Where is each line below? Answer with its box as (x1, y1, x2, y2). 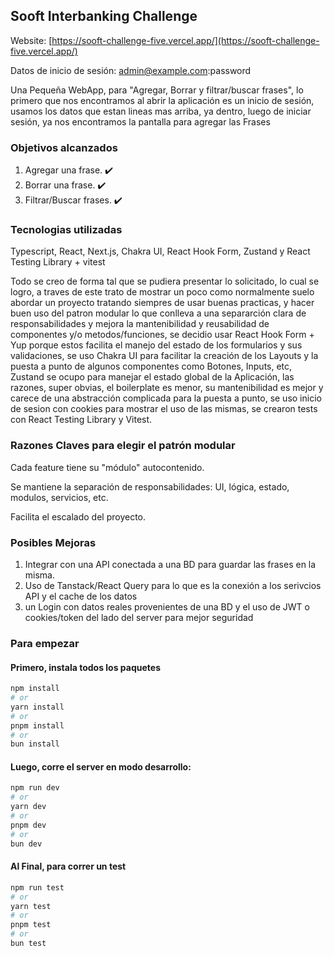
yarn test (10, 901, 52, 911)
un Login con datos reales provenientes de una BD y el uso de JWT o (24, 601, 310, 613)
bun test (10, 939, 47, 949)
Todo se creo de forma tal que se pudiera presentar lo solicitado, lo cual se (10, 275, 320, 288)
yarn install (10, 702, 65, 712)
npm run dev (10, 783, 60, 793)
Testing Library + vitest (10, 256, 106, 268)
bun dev (10, 839, 43, 849)
